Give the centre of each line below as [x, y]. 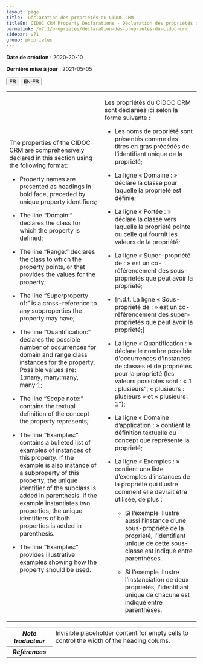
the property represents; [54, 421]
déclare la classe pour [146, 183]
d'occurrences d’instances [153, 358]
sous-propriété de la [154, 528]
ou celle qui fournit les [146, 234]
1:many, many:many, [49, 377]
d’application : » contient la [153, 425]
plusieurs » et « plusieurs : [152, 396]
